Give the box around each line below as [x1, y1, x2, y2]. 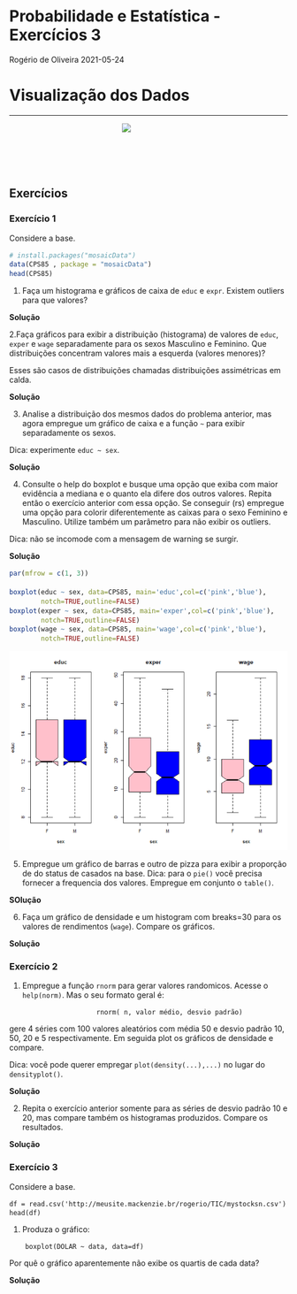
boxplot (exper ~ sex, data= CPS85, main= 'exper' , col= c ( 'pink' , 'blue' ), [9, 606, 275, 616]
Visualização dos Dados [9, 86, 190, 105]
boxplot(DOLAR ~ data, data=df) [25, 1242, 144, 1251]
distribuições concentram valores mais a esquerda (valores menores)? [9, 348, 266, 359]
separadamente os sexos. [21, 427, 117, 439]
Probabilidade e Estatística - [9, 6, 221, 27]
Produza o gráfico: [21, 1223, 90, 1235]
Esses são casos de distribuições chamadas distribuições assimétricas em [9, 365, 281, 376]
